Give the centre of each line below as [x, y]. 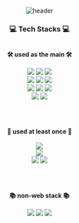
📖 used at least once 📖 [39, 132]
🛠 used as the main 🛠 [39, 55]
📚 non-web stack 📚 [39, 196]
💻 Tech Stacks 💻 [39, 29]
